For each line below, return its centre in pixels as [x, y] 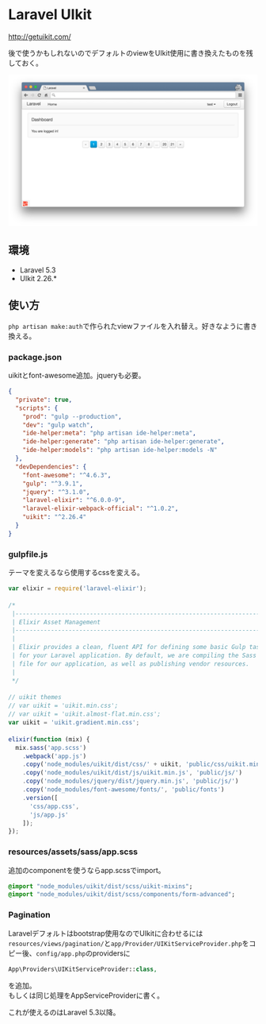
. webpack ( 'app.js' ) [55, 756]
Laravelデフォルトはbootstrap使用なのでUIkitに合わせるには [106, 933]
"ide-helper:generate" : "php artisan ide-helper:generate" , [123, 442]
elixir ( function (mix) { [49, 739]
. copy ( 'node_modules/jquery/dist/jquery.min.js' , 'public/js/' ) [131, 781]
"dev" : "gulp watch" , [58, 425]
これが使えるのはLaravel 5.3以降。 [64, 1012]
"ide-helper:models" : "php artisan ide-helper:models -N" [120, 450]
